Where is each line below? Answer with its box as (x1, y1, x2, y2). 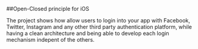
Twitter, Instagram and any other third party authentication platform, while (6, 24, 193, 30)
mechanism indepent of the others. (6, 36, 95, 43)
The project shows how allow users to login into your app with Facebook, (6, 17, 191, 24)
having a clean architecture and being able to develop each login (6, 30, 169, 37)
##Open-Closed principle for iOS (6, 5, 90, 12)
